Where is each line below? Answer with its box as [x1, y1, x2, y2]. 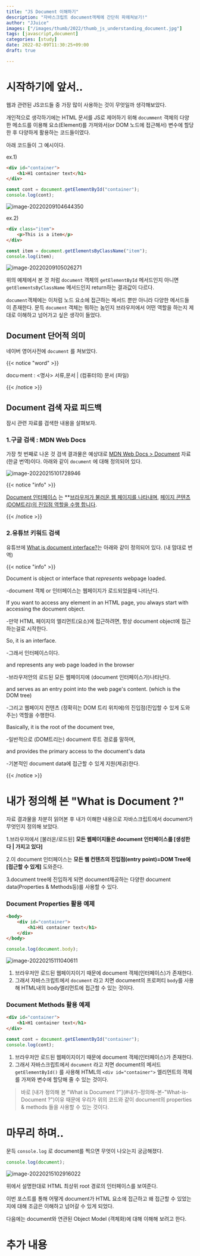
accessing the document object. [6, 605, 85, 612]
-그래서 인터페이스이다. [6, 649, 60, 656]
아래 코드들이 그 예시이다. [6, 141, 65, 148]
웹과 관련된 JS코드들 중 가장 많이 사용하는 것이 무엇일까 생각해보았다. [6, 101, 167, 108]
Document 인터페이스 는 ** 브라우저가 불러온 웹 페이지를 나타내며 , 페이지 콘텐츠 [6, 494, 191, 501]
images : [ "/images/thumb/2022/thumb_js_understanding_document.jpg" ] [6, 25, 183, 32]
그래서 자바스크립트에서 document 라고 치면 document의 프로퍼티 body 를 [14, 977, 183, 984]
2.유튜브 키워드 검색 [6, 529, 60, 537]
